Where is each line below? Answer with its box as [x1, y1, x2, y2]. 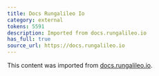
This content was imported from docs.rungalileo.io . [7, 61, 153, 69]
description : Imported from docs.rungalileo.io [7, 29, 147, 37]
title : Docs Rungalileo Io [7, 10, 85, 17]
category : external [7, 17, 64, 23]
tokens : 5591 [7, 23, 45, 30]
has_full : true [7, 36, 51, 43]
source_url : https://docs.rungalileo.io [7, 42, 126, 49]
